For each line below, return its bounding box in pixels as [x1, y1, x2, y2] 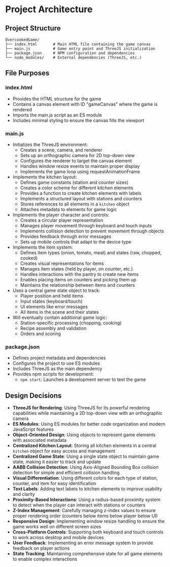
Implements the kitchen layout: [12, 174, 77, 180]
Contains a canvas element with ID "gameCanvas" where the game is [12, 101, 158, 107]
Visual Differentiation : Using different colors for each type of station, [12, 475, 158, 481]
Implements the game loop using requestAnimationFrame [20, 168, 141, 174]
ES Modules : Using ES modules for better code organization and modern [12, 421, 165, 427]
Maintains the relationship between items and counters [20, 282, 135, 288]
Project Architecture [5, 4, 93, 15]
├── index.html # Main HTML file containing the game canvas [5, 42, 151, 47]
